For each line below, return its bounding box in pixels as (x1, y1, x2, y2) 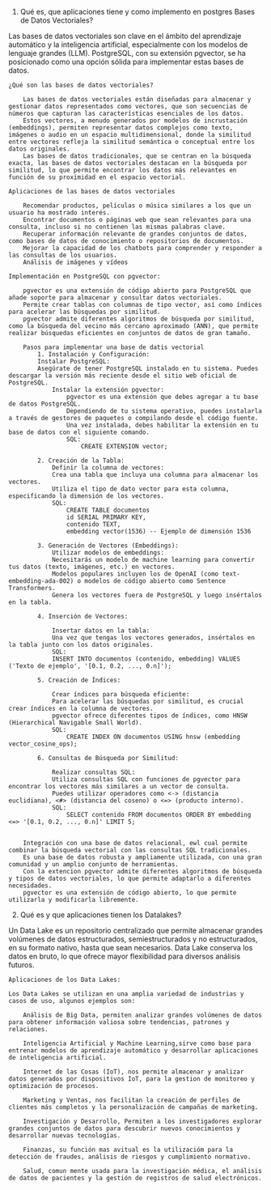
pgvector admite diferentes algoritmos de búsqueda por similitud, (23, 315, 255, 323)
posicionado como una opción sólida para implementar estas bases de (8, 57, 244, 66)
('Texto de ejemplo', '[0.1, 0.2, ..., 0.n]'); (8, 662, 172, 670)
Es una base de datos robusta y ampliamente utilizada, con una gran (23, 853, 263, 861)
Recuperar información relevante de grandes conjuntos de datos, (23, 230, 248, 238)
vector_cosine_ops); (8, 740, 78, 748)
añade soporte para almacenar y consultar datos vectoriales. (8, 294, 222, 302)
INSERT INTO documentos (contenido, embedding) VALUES (51, 655, 241, 663)
